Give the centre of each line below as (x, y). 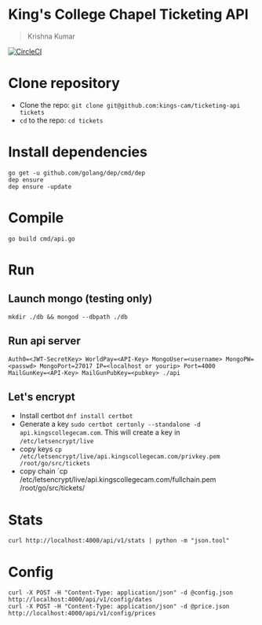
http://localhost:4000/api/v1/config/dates (80, 600)
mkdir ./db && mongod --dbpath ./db (68, 317)
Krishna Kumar (51, 36)
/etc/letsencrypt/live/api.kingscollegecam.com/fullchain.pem (118, 480)
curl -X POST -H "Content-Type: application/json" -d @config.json (121, 593)
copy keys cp (41, 449)
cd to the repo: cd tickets (61, 120)
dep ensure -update (40, 186)
